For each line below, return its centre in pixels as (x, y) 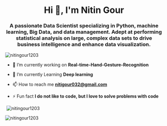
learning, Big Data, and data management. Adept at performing (84, 32)
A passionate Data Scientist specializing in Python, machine (84, 26)
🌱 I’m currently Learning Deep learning (53, 75)
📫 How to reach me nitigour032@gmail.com (60, 85)
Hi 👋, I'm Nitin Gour (84, 10)
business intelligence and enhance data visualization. (84, 44)
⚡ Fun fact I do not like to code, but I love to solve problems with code (85, 96)
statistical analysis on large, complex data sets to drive (84, 38)
